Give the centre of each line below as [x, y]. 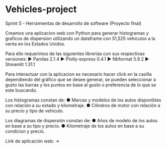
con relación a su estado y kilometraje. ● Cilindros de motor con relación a [83, 105]
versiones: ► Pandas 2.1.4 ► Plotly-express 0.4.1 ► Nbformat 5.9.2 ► [77, 59]
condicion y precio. [25, 131]
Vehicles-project [41, 9]
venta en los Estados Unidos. [35, 43]
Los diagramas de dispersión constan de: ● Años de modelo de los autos [81, 120]
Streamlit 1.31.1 [20, 64]
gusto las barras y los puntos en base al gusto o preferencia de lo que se [81, 85]
